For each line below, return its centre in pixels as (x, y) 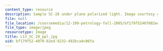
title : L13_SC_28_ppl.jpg (31, 37)
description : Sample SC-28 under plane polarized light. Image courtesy (80, 14)
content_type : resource (29, 9)
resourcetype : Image (26, 32)
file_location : (20, 23)
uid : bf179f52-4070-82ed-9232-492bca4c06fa (50, 41)
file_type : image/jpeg (28, 28)
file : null (16, 18)
